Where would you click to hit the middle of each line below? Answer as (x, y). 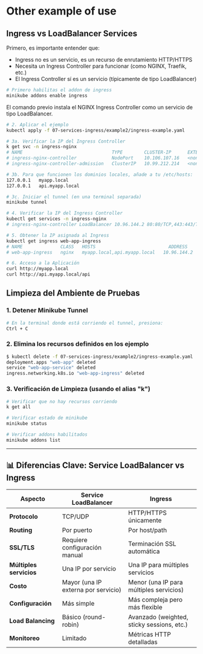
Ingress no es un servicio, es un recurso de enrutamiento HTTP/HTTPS (104, 60)
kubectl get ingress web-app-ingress (54, 241)
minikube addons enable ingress (47, 96)
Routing (21, 530)
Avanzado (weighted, (158, 617)
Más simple (78, 603)
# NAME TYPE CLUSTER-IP (89, 152)
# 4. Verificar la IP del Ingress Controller (64, 213)
